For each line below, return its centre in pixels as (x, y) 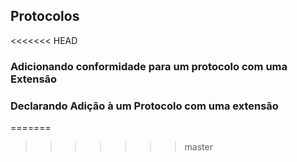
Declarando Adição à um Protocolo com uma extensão (144, 106)
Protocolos (45, 16)
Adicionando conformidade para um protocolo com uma (149, 66)
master (198, 147)
